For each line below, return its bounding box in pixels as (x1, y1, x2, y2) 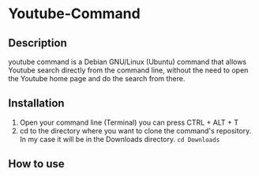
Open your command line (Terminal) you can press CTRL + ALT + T (19, 118, 239, 127)
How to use (8, 157, 65, 170)
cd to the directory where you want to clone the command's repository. (19, 125, 252, 135)
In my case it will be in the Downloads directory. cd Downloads (19, 134, 220, 144)
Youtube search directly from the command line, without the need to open (8, 66, 249, 75)
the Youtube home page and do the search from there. (8, 74, 186, 83)
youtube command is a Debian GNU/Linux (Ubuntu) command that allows (8, 57, 247, 66)
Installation (8, 96, 65, 110)
